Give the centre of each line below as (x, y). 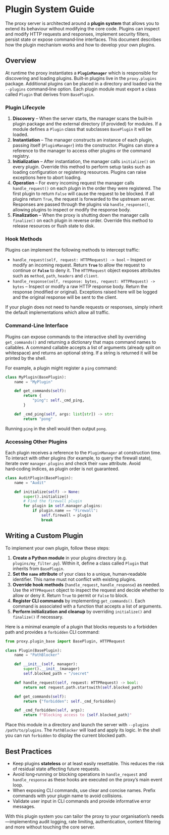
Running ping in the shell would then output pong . (56, 429)
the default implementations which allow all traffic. (58, 312)
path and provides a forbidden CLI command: (52, 632)
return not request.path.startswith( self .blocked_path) (83, 687)
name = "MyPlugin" (34, 382)
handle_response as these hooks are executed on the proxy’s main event (87, 779)
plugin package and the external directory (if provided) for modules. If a (87, 124)
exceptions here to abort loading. (47, 177)
